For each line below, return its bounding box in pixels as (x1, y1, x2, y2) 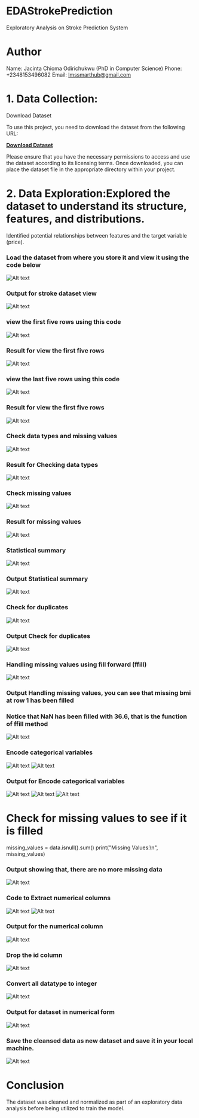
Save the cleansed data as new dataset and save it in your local (6, 1037, 193, 1045)
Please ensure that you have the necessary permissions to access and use (6, 153, 190, 160)
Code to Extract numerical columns (6, 894, 111, 902)
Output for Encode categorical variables (6, 777, 125, 785)
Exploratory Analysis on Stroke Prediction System (6, 24, 128, 31)
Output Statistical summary (6, 575, 88, 583)
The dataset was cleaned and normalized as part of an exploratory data (6, 1098, 182, 1105)
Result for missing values (6, 518, 82, 526)
